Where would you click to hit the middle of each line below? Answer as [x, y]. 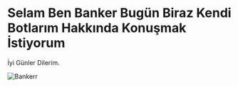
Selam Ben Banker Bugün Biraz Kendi [119, 13]
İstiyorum [36, 43]
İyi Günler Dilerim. [33, 62]
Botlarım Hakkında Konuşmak [97, 28]
